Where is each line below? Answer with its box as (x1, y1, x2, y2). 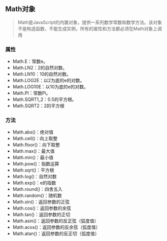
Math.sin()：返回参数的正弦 (12, 199, 70, 205)
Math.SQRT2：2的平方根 (12, 103, 65, 109)
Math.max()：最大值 (12, 148, 55, 154)
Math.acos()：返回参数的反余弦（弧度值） (12, 224, 101, 230)
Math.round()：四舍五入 (12, 186, 62, 192)
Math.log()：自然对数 (12, 174, 57, 180)
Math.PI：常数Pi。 (12, 90, 51, 96)
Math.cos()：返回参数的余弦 (12, 205, 72, 212)
